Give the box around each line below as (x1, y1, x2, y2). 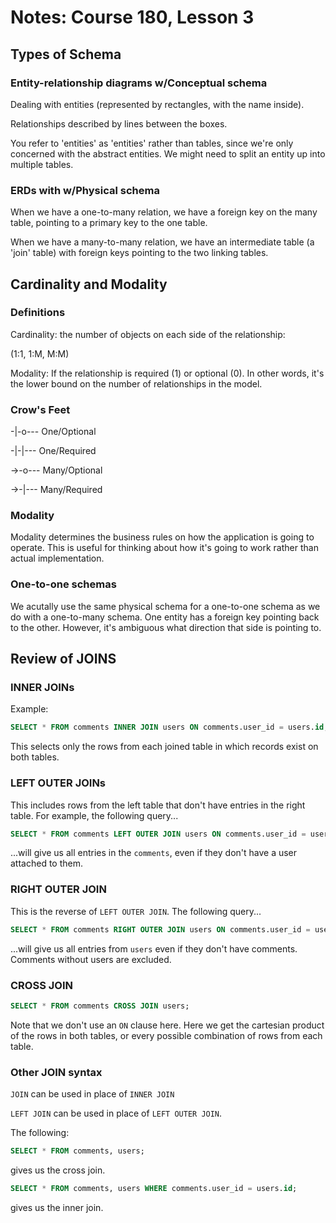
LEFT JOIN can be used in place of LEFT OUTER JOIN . (10, 1107, 223, 1120)
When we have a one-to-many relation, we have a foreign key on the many (10, 206, 318, 218)
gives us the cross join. (10, 1164, 106, 1176)
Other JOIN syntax (10, 1065, 103, 1079)
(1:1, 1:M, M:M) (10, 347, 70, 360)
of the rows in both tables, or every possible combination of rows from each (10, 1029, 323, 1041)
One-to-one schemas (10, 577, 117, 591)
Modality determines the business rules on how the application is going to (10, 531, 315, 543)
